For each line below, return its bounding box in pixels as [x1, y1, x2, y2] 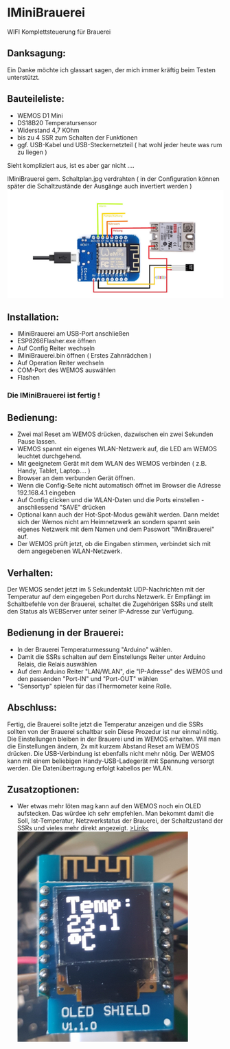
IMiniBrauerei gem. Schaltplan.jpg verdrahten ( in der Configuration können [7, 174, 220, 183]
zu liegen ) [16, 148, 47, 156]
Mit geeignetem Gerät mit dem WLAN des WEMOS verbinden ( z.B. [16, 459, 207, 468]
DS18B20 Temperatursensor [16, 118, 97, 127]
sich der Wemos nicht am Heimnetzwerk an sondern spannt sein [16, 518, 200, 526]
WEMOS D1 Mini [16, 111, 63, 120]
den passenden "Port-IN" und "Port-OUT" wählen [16, 674, 159, 682]
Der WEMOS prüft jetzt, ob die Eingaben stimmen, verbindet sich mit [16, 540, 211, 548]
